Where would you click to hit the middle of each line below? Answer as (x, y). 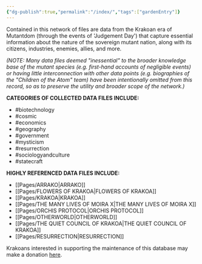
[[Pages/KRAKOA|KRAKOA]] (50, 197)
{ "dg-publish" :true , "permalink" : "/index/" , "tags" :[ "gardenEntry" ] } (93, 12)
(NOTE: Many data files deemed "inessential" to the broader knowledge (96, 60)
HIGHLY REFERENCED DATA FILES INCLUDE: (63, 173)
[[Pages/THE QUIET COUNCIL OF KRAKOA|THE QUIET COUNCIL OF (101, 223)
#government (32, 135)
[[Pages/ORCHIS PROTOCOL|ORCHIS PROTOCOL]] (79, 211)
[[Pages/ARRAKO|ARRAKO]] (50, 184)
